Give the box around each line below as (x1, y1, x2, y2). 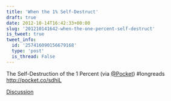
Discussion (6, 88, 34, 95)
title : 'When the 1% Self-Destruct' (6, 8, 98, 15)
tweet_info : (6, 37, 36, 43)
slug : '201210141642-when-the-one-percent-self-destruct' (6, 25, 155, 32)
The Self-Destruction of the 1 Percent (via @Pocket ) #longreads (6, 70, 165, 77)
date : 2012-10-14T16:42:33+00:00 (6, 20, 91, 26)
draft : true (6, 14, 36, 20)
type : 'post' (11, 48, 45, 54)
